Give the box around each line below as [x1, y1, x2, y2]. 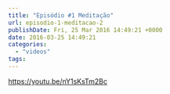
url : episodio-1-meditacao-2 [8, 19, 103, 27]
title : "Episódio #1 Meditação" [8, 11, 114, 20]
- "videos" [15, 48, 51, 56]
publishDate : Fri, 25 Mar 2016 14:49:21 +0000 [8, 26, 163, 34]
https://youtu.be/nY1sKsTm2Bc [8, 76, 108, 86]
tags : [8, 56, 26, 63]
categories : [8, 41, 47, 49]
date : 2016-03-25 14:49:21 [8, 33, 96, 42]
